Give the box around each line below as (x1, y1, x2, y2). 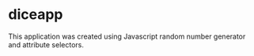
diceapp (8, 6, 63, 24)
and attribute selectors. (8, 39, 85, 49)
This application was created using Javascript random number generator (8, 32, 246, 41)
